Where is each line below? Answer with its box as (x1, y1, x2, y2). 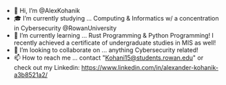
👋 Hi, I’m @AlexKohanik (13, 7, 81, 14)
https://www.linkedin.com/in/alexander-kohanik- (81, 64, 219, 71)
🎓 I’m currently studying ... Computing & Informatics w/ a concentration (13, 14, 219, 22)
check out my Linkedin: (13, 64, 81, 71)
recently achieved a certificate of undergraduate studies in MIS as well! (13, 38, 216, 47)
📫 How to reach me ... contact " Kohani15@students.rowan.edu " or (13, 53, 204, 62)
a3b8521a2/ (13, 71, 48, 79)
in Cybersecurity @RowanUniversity (13, 24, 117, 32)
